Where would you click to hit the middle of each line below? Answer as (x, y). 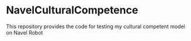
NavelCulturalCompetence (72, 10)
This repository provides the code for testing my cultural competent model (95, 26)
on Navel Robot (25, 32)
